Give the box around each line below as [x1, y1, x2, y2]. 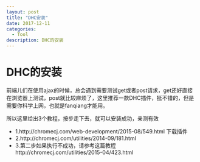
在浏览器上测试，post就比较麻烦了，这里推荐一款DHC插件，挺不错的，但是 [6, 94, 195, 101]
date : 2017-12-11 [6, 20, 50, 26]
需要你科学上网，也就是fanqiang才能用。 [6, 102, 108, 109]
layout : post [6, 9, 40, 15]
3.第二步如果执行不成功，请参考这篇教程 [15, 141, 117, 149]
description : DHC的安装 [6, 37, 64, 43]
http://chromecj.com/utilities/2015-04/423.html [15, 149, 134, 156]
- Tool [12, 32, 29, 38]
